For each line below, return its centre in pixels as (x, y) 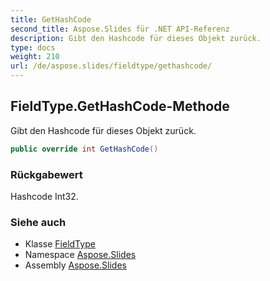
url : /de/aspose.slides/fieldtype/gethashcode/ (111, 66)
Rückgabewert (46, 174)
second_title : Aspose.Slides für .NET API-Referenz (120, 29)
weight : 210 (35, 57)
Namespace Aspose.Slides (80, 255)
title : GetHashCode (51, 19)
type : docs (33, 47)
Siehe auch (38, 222)
